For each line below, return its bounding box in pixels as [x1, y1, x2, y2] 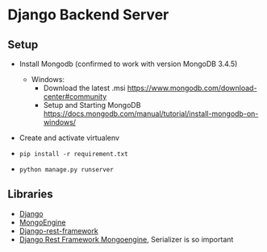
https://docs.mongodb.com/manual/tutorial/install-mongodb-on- [43, 109, 259, 118]
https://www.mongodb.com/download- [127, 83, 257, 93]
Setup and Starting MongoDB [43, 101, 141, 109]
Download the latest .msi [43, 83, 126, 93]
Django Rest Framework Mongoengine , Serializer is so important [19, 234, 234, 244]
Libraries [7, 188, 53, 201]
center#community [43, 92, 107, 101]
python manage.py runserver [19, 166, 114, 174]
